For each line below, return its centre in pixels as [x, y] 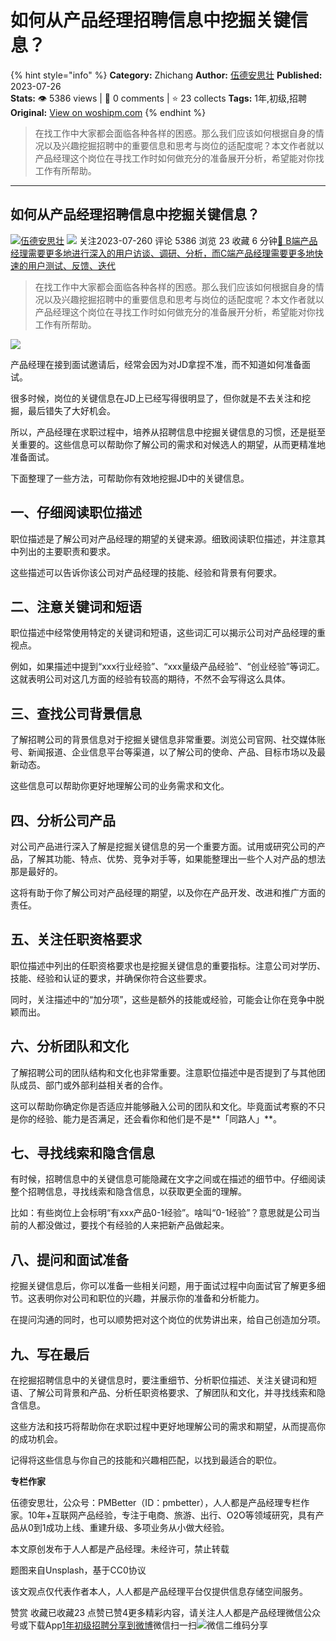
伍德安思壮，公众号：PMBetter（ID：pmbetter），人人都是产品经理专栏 [156, 1503]
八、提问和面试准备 [69, 1259]
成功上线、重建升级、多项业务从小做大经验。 [137, 1528]
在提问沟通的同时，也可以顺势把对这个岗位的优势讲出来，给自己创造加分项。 [168, 1320]
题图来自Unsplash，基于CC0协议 [78, 1570]
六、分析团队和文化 [69, 1046]
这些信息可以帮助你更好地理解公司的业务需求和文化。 [120, 786]
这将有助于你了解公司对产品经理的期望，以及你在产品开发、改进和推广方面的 [168, 892]
